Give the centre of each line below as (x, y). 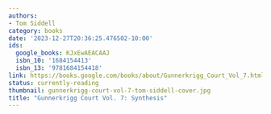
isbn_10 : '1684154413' (54, 61)
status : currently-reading (54, 83)
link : (17, 75)
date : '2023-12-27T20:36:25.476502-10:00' (81, 38)
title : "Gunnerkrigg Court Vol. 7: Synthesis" (88, 98)
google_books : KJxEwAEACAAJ (63, 53)
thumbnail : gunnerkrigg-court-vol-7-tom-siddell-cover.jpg (110, 90)
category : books (35, 31)
